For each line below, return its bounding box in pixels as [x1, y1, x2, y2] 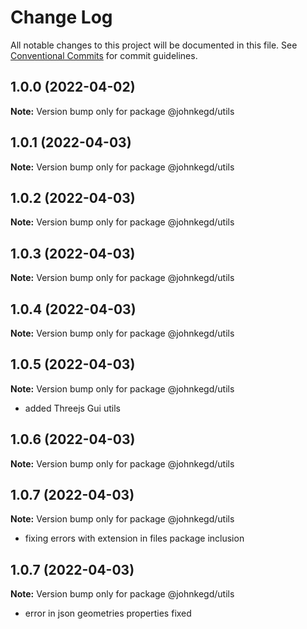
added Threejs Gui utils [24, 402, 121, 414]
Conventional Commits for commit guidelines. [10, 49, 198, 61]
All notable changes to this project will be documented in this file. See [10, 39, 298, 51]
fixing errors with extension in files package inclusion [24, 532, 245, 545]
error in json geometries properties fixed [24, 607, 192, 620]
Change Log [10, 6, 113, 29]
